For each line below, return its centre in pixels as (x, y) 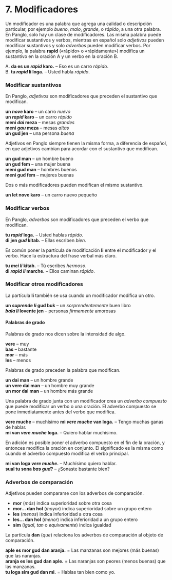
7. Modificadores (42, 9)
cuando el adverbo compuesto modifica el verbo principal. (67, 454)
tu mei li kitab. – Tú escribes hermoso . (46, 266)
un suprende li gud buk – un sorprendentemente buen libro (68, 305)
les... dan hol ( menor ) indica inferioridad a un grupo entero (75, 519)
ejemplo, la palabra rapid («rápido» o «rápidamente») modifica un (75, 51)
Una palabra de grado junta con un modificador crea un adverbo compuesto (86, 401)
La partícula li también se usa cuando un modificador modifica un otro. (80, 295)
